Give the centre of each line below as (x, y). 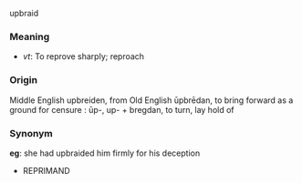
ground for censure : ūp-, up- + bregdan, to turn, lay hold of (122, 109)
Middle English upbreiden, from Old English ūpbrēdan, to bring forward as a (151, 100)
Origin (24, 80)
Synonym (31, 133)
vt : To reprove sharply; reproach (83, 56)
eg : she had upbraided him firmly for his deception (105, 153)
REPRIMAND (46, 170)
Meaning (30, 36)
